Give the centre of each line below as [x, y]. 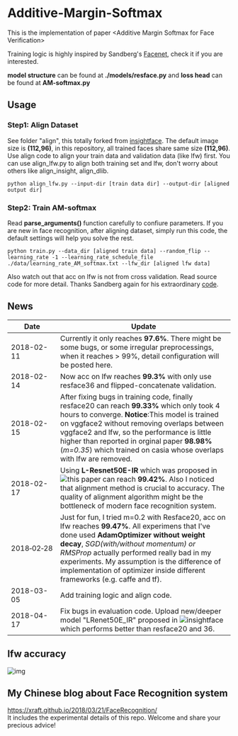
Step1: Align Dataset [43, 125]
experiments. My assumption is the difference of [141, 561]
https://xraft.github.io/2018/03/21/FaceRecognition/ [82, 710]
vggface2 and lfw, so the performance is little [136, 432]
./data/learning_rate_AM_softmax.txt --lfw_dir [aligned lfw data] [109, 264]
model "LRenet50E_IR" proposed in [119, 620]
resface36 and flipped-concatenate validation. [138, 385]
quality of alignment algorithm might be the [131, 497]
